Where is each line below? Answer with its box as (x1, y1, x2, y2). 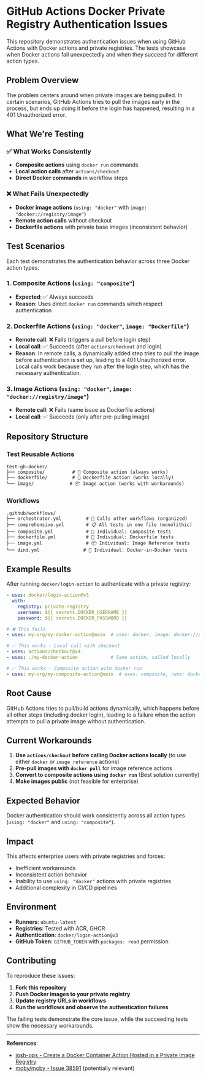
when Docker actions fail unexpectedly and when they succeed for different (6, 50, 198, 58)
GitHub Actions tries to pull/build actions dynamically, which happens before (6, 704, 200, 712)
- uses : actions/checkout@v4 (6, 648, 81, 655)
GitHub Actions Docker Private (6, 4, 166, 18)
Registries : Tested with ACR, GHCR (15, 924, 105, 932)
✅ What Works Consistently (6, 148, 92, 156)
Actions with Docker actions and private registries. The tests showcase (6, 44, 186, 52)
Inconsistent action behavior (15, 871, 88, 878)
